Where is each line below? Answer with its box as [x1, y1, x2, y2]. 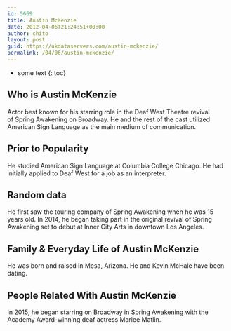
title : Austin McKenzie [7, 17, 77, 24]
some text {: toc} [17, 68, 67, 77]
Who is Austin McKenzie [7, 89, 117, 101]
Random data [7, 189, 67, 201]
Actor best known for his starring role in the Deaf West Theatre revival [7, 107, 210, 116]
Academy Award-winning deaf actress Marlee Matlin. [7, 315, 161, 323]
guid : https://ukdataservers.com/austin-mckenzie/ [7, 43, 159, 50]
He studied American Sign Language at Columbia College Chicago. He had [7, 161, 224, 170]
